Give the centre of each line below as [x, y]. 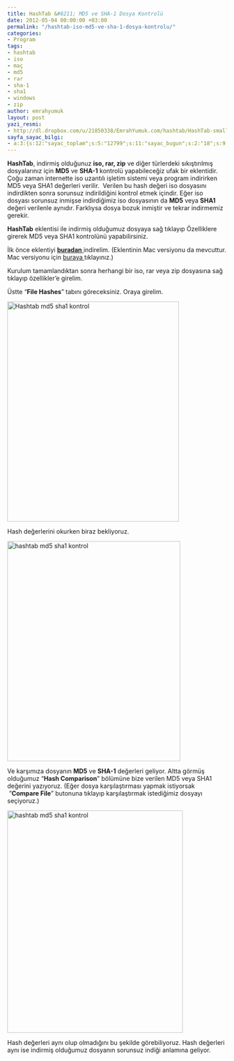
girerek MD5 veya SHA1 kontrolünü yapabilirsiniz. [78, 236]
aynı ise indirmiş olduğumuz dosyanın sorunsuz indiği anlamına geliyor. [109, 1050]
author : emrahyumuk [36, 111]
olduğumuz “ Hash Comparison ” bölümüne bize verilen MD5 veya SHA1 [110, 779]
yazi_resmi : [24, 124]
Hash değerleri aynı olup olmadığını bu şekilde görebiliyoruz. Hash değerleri [116, 1043]
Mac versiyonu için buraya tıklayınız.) [60, 257]
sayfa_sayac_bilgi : [36, 137]
